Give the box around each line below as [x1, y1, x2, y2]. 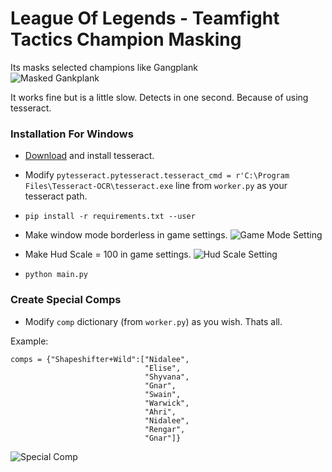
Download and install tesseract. [24, 150, 155, 162]
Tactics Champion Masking [10, 28, 242, 51]
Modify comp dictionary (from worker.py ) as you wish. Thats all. [24, 315, 283, 327]
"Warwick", [144, 398, 190, 408]
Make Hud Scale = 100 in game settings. [24, 248, 192, 261]
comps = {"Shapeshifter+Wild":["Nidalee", [10, 354, 190, 364]
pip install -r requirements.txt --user [24, 212, 196, 222]
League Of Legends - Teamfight [10, 7, 280, 30]
